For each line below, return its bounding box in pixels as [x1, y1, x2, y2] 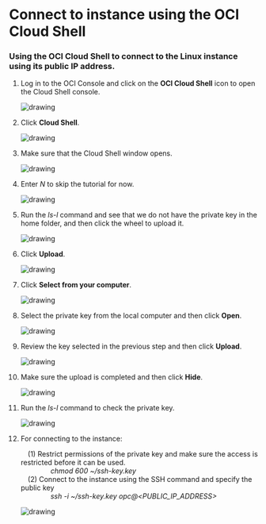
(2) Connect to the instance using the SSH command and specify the [27, 475, 253, 484]
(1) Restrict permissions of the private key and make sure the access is [27, 449, 258, 459]
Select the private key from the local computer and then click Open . [20, 311, 242, 321]
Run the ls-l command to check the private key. [20, 403, 175, 413]
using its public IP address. [9, 61, 116, 72]
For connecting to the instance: [20, 434, 123, 444]
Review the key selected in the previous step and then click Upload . [20, 341, 242, 351]
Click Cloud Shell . [20, 118, 80, 128]
